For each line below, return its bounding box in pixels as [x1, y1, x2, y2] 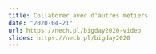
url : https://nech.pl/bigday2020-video [8, 26, 142, 34]
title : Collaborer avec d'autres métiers [8, 11, 149, 20]
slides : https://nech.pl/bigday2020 [8, 33, 130, 42]
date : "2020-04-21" [8, 19, 74, 27]
